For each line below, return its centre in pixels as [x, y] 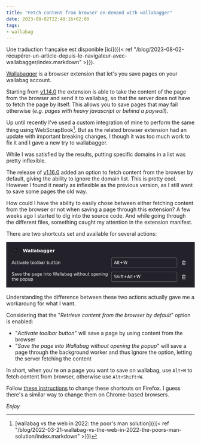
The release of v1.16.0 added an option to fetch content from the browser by [100, 172]
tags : [13, 25]
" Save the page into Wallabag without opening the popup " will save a [100, 346]
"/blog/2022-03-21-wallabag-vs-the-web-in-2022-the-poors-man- [98, 430]
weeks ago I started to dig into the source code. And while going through [96, 215]
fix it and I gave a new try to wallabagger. [57, 142]
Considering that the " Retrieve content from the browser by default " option [98, 315]
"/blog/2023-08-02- [159, 49]
